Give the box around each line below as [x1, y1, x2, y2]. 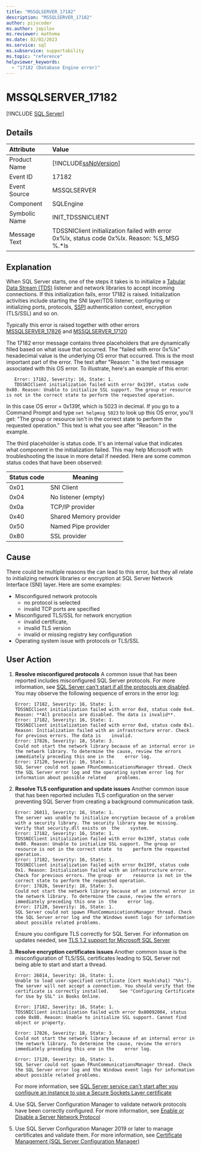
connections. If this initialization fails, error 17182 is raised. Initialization [6, 290, 181, 297]
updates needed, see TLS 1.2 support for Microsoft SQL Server [14, 936, 170, 944]
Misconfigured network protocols [14, 592, 98, 599]
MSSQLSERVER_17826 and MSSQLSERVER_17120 [6, 327, 127, 335]
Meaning [72, 473, 99, 481]
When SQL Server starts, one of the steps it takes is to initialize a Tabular [6, 278, 186, 285]
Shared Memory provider [50, 512, 121, 520]
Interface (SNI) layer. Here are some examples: [6, 581, 121, 588]
